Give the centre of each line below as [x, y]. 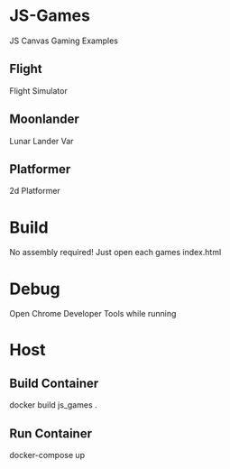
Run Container [51, 433]
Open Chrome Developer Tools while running [93, 314]
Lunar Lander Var [41, 141]
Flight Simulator [38, 90]
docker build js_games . [53, 405]
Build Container [54, 383]
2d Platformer [35, 191]
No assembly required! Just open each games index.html [115, 253]
